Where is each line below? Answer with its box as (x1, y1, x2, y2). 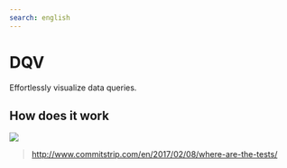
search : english (9, 13, 70, 23)
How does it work (9, 107, 110, 123)
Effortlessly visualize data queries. (9, 82, 137, 93)
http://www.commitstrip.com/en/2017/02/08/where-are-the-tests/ (31, 149, 278, 160)
